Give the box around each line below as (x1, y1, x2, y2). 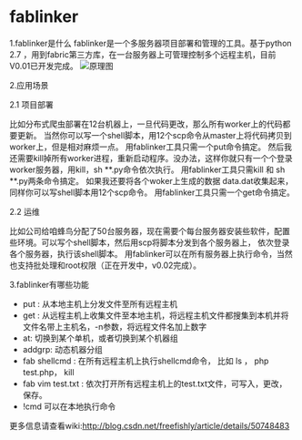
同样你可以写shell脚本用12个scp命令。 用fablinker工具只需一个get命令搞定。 (9, 187, 296, 198)
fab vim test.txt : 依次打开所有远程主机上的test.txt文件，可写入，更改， (22, 378, 287, 389)
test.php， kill (22, 366, 75, 377)
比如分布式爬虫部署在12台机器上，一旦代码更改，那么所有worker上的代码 (9, 118, 284, 129)
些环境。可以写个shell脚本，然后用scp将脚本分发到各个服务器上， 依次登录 (9, 237, 290, 248)
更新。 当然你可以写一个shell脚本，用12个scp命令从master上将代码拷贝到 (16, 129, 293, 140)
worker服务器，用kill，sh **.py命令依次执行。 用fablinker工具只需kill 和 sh (9, 164, 286, 175)
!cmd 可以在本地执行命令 (22, 401, 116, 412)
